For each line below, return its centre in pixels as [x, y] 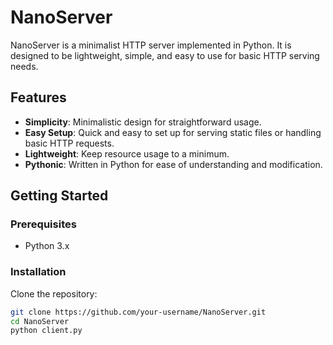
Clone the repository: [54, 293]
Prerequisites [43, 224]
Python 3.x [47, 246]
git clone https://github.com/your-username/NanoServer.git [138, 312]
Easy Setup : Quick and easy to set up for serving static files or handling [173, 132]
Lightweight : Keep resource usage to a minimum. [127, 153]
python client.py [46, 331]
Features [38, 97]
